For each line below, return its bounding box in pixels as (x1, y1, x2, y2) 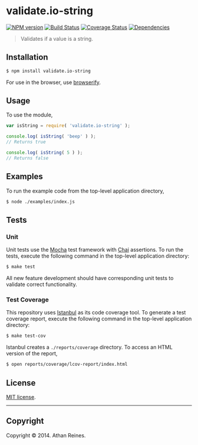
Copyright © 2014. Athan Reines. (6, 431, 86, 438)
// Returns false (6, 155, 49, 161)
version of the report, (6, 350, 58, 357)
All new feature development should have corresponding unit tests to (6, 275, 174, 282)
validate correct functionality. (6, 281, 78, 288)
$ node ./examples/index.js (6, 199, 75, 204)
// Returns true (6, 139, 46, 145)
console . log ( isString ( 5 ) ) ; (6, 150, 83, 156)
